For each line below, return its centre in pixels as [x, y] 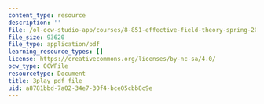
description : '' [35, 23]
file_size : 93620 [37, 37]
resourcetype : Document [47, 74]
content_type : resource [47, 15]
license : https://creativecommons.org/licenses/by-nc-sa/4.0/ [112, 59]
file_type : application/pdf [54, 45]
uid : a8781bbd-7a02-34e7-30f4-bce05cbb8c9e [81, 88]
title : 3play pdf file [45, 81]
